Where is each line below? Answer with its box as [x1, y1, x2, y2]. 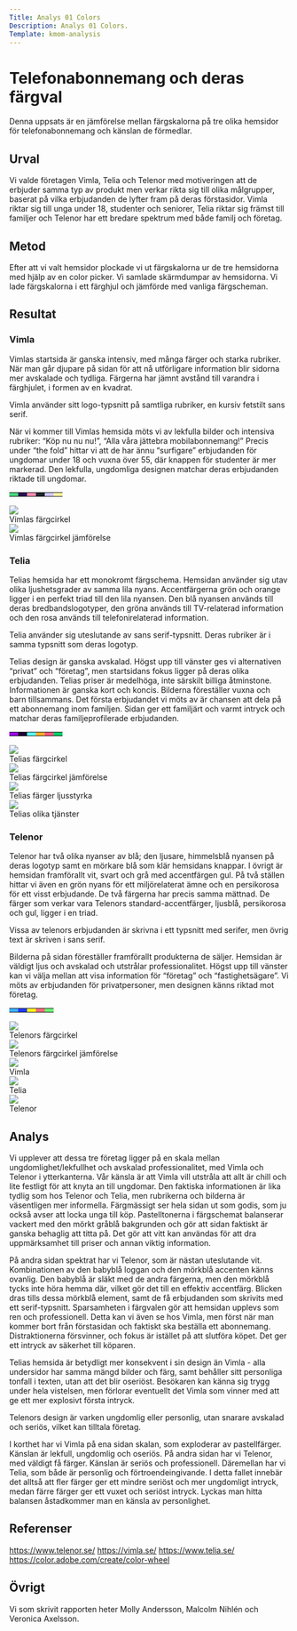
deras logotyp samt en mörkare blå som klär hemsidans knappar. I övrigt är [9, 860, 284, 872]
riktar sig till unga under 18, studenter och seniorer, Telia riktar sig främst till [9, 204, 285, 214]
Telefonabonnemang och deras [9, 68, 245, 88]
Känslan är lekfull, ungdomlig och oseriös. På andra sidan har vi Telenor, [9, 1449, 273, 1459]
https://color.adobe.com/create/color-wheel [9, 1554, 170, 1565]
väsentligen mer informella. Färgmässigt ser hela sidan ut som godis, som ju [9, 1200, 287, 1210]
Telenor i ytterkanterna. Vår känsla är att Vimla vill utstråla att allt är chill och [9, 1171, 287, 1183]
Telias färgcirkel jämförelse [9, 771, 108, 783]
